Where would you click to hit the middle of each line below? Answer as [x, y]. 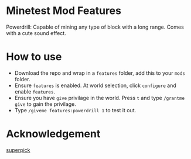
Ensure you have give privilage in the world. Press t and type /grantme [100, 98]
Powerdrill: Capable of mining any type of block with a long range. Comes [95, 27]
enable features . [35, 91]
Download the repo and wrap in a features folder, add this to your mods [100, 73]
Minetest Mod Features [64, 11]
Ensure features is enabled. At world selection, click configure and [95, 85]
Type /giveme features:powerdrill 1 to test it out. [75, 110]
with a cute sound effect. [36, 33]
